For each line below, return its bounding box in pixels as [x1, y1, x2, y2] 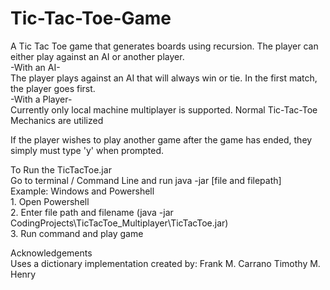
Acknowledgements [10, 247, 93, 259]
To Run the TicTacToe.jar [10, 163, 112, 176]
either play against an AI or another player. [10, 50, 185, 62]
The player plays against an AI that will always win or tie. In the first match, [10, 72, 318, 84]
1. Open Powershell [10, 195, 90, 207]
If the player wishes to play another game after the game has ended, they [10, 133, 313, 146]
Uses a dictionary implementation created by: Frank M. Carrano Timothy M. [10, 257, 321, 269]
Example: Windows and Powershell [10, 185, 155, 197]
